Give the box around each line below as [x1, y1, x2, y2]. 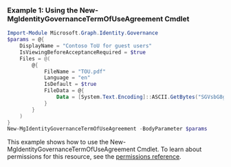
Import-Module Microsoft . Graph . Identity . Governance [7, 30, 158, 36]
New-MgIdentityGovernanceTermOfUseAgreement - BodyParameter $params [7, 126, 208, 133]
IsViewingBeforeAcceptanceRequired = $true [19, 49, 146, 56]
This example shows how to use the [7, 138, 109, 146]
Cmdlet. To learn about [137, 145, 202, 153]
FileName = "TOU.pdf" [43, 68, 107, 75]
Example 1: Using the [7, 5, 78, 15]
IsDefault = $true [43, 81, 97, 88]
